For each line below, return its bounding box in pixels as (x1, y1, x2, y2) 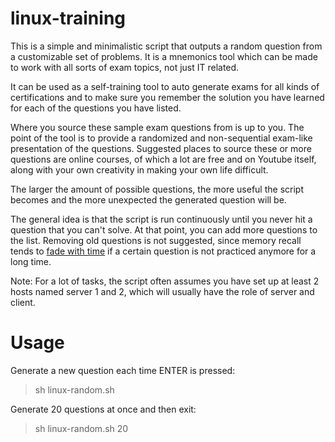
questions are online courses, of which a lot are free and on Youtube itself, (10, 153, 317, 165)
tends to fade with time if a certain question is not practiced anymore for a (10, 245, 317, 257)
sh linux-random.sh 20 (34, 422, 129, 434)
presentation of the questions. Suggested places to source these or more (10, 142, 312, 154)
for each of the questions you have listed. (10, 102, 182, 114)
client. (10, 296, 36, 308)
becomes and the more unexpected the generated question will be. (10, 193, 287, 206)
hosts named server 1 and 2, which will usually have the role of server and (10, 285, 315, 297)
